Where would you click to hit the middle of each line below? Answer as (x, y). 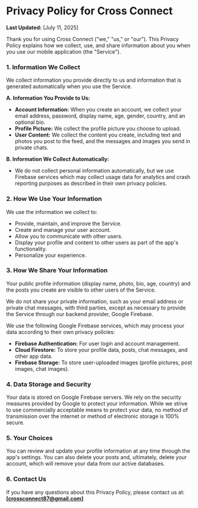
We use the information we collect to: (52, 212)
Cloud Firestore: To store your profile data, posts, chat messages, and (101, 349)
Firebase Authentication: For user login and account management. (97, 343)
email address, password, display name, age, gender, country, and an (100, 116)
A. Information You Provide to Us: (48, 98)
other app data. (34, 356)
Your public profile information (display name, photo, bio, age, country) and (98, 283)
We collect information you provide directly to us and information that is (94, 80)
